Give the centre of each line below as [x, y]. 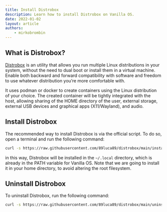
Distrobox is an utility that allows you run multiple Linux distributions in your [83, 65]
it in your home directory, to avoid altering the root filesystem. [68, 168]
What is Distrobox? [35, 53]
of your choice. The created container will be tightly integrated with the [78, 95]
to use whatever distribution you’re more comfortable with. [65, 80]
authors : [14, 28]
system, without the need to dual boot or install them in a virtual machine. [80, 70]
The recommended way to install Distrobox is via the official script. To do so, [83, 134]
